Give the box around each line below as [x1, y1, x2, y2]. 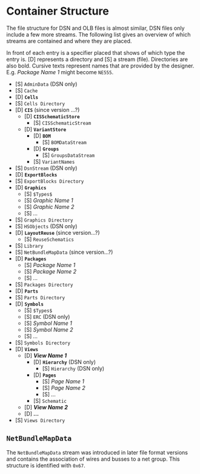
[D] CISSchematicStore [24, 113, 80, 120]
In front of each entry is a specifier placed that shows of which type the [6, 49, 185, 56]
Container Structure [6, 4, 109, 18]
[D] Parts [15, 287, 38, 295]
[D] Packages [15, 254, 47, 262]
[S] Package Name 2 [24, 268, 77, 275]
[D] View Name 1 [24, 352, 67, 359]
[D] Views [15, 345, 38, 352]
